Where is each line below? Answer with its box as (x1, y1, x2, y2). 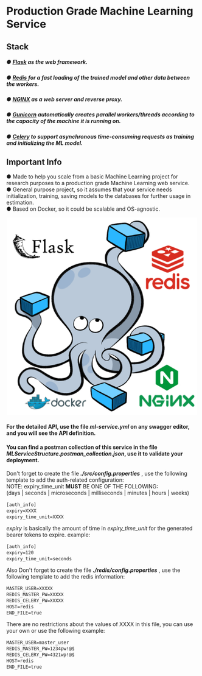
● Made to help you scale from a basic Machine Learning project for (6, 173, 178, 180)
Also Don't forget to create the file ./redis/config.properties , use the (6, 566, 181, 574)
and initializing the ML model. (6, 139, 83, 147)
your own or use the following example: (6, 627, 105, 635)
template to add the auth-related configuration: (6, 476, 124, 484)
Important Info (6, 157, 62, 167)
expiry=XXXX (6, 508, 37, 514)
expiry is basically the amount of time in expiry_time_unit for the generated (6, 525, 193, 532)
